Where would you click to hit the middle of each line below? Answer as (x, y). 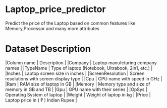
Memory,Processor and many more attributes (52, 28)
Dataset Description (48, 49)
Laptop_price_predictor (55, 9)
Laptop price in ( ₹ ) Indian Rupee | (41, 100)
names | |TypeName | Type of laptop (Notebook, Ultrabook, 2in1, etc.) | (79, 68)
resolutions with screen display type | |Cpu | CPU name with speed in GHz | (84, 78)
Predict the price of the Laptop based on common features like (70, 23)
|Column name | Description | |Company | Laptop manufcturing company (81, 63)
